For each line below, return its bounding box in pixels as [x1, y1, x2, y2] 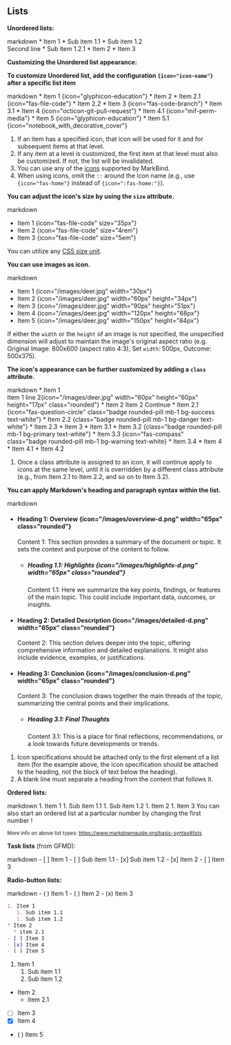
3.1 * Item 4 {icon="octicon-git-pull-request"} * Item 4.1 [7, 106, 165, 115]
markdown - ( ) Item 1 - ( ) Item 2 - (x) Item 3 [7, 890, 133, 898]
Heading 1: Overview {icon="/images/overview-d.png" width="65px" [17, 515, 223, 523]
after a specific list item [7, 79, 76, 87]
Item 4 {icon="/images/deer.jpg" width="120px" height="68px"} [17, 309, 200, 317]
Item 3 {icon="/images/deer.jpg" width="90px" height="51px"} [17, 302, 196, 310]
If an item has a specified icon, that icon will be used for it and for [17, 135, 203, 143]
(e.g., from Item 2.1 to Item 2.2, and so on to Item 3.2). [17, 472, 170, 480]
